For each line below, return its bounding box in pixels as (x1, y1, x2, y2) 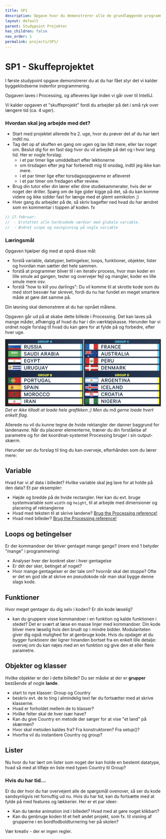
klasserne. (12, 700, 34, 706)
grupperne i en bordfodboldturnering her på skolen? (12, 819, 119, 825)
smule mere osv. (12, 279, 46, 284)
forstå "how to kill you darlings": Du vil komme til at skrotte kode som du (12, 284, 160, 290)
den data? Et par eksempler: (5, 485, 63, 491)
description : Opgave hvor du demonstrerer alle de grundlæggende (5, 13, 142, 18)
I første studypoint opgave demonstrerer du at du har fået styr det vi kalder (5, 77, 158, 84)
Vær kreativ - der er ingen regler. (5, 828, 72, 834)
